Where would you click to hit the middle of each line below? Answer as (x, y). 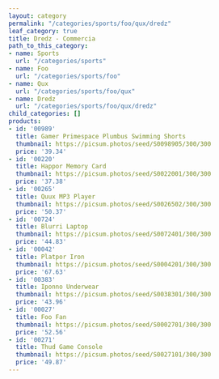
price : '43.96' (41, 302)
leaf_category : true (43, 31)
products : (25, 121)
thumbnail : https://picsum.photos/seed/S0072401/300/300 (114, 234)
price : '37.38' (41, 182)
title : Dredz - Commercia (52, 38)
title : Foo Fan (41, 317)
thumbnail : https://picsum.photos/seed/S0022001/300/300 (114, 174)
